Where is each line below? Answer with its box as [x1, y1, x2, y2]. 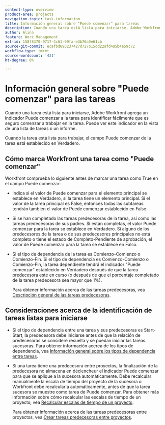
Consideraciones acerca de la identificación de [5, 306, 152, 315]
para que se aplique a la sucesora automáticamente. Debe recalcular [12, 373, 152, 379]
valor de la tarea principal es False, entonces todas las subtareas [12, 200, 144, 206]
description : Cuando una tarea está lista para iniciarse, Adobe [5, 26, 141, 31]
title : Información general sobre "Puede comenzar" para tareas [5, 21, 139, 26]
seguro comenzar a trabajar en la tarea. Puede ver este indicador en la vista [5, 120, 159, 126]
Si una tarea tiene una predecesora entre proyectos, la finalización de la [12, 362, 158, 368]
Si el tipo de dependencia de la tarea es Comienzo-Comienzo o [12, 251, 141, 257]
